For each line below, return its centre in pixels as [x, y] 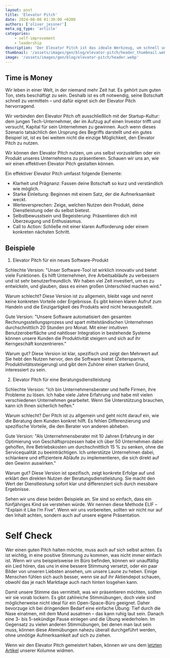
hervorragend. [20, 106]
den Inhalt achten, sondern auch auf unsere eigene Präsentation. [73, 515]
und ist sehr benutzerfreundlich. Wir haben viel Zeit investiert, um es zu [80, 281]
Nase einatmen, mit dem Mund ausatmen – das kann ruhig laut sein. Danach [84, 613]
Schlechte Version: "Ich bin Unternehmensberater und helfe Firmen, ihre [80, 389]
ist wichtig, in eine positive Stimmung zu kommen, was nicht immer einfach [83, 555]
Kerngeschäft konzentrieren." [36, 344]
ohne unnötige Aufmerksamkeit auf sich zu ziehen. [58, 635]
